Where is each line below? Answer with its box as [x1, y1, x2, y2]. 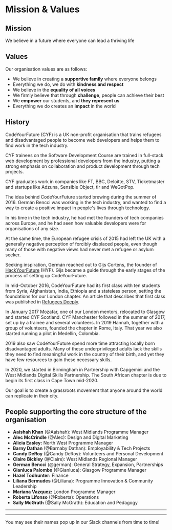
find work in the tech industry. [5, 142, 69, 148]
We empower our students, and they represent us [12, 97, 120, 103]
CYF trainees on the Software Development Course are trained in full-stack [5, 152, 164, 158]
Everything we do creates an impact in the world [12, 103, 116, 109]
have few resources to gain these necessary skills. [5, 357, 112, 363]
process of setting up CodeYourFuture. [5, 272, 88, 278]
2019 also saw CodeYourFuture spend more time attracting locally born [5, 340, 155, 346]
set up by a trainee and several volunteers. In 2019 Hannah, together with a [5, 319, 164, 325]
